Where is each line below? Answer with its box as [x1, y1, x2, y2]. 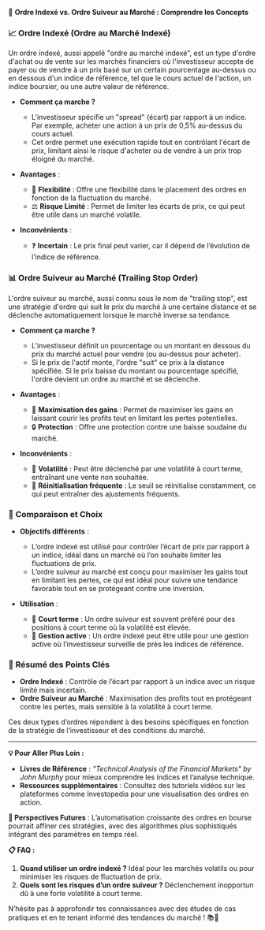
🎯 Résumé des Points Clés [8, 659, 110, 670]
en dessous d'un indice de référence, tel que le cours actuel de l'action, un [8, 73, 252, 83]
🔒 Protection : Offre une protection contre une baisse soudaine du [31, 422, 247, 431]
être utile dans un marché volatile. [31, 210, 142, 220]
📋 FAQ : [8, 846, 35, 855]
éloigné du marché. [31, 154, 95, 164]
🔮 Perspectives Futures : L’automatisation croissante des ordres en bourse [8, 813, 252, 823]
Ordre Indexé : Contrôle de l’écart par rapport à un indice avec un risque [19, 677, 256, 686]
